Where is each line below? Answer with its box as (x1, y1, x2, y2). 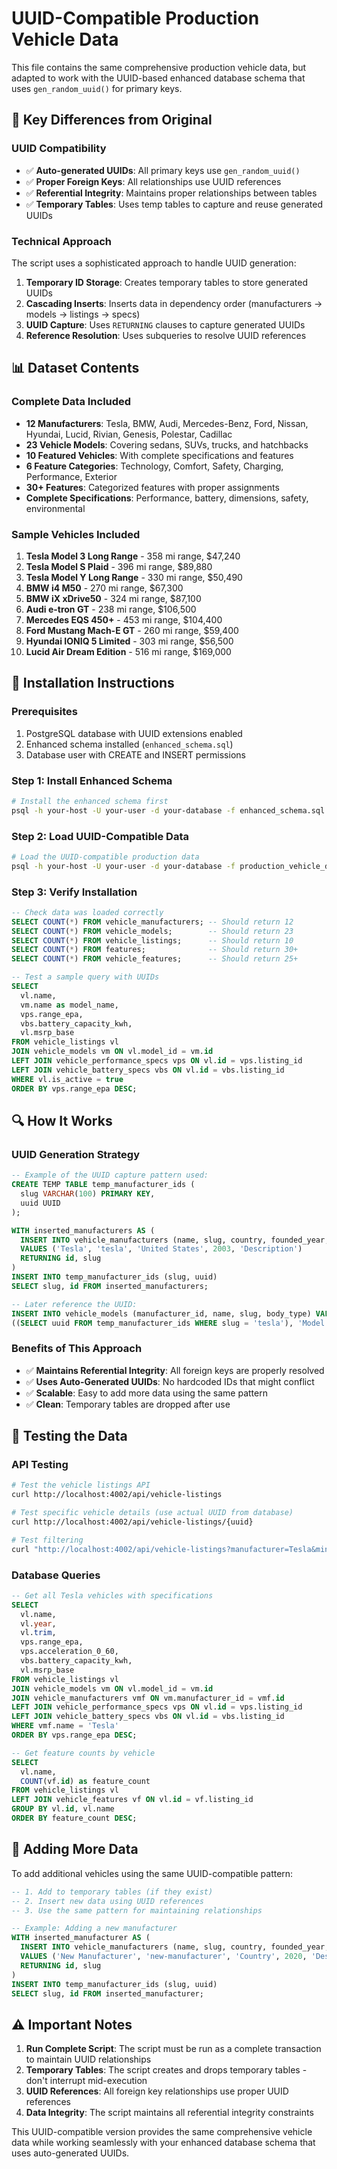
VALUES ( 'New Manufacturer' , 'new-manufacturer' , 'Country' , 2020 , (20, 1952, 308, 1962)
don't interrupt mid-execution (25, 2075, 148, 2087)
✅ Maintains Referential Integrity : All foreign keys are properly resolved (25, 1364, 325, 1376)
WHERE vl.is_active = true (11, 1074, 124, 1084)
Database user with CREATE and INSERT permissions (25, 748, 246, 761)
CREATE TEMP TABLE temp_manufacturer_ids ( (11, 1180, 196, 1190)
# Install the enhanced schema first (11, 796, 169, 806)
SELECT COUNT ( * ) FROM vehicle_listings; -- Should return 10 (11, 935, 294, 946)
